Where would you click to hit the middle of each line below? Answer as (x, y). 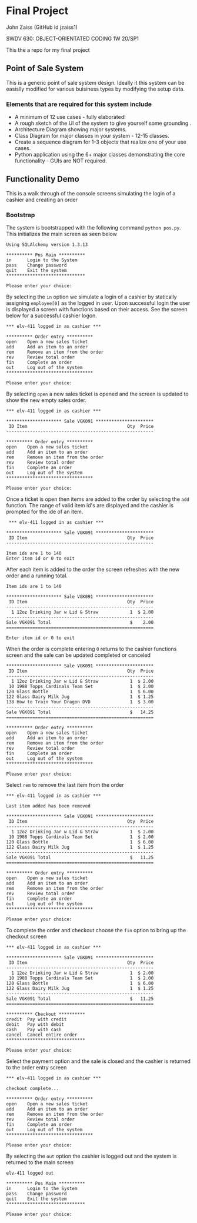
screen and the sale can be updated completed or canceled (79, 655)
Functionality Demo (43, 179)
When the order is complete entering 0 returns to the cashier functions (91, 649)
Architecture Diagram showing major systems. (71, 129)
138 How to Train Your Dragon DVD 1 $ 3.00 (80, 702)
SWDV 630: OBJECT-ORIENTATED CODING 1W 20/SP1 (73, 38)
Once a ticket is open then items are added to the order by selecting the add (98, 499)
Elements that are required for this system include (79, 104)
